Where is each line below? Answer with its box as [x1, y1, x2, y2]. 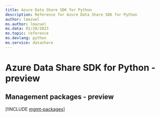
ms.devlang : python [5, 36, 47, 41]
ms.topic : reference [5, 31, 49, 36]
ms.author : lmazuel [5, 21, 47, 27]
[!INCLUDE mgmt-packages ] [5, 106, 65, 112]
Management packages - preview [5, 93, 114, 101]
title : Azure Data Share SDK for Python [5, 7, 92, 13]
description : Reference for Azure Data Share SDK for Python [5, 12, 138, 17]
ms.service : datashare [5, 40, 53, 45]
